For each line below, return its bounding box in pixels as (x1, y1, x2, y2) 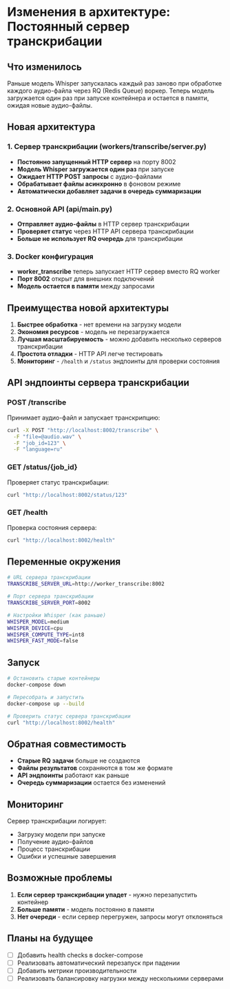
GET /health (7, 508, 48, 518)
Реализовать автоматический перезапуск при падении (17, 959, 180, 967)
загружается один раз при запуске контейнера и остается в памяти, (7, 94, 209, 102)
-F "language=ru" (13, 446, 63, 453)
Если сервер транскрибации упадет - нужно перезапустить (17, 890, 198, 899)
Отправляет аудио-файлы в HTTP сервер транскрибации (17, 219, 189, 228)
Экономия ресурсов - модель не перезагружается (17, 328, 170, 336)
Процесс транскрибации (17, 845, 91, 853)
